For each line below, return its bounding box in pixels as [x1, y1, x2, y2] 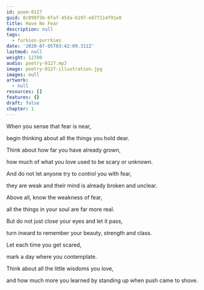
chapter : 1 [6, 105, 34, 112]
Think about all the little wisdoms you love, [6, 264, 114, 272]
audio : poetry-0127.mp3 [6, 60, 67, 66]
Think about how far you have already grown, [6, 146, 121, 154]
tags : [6, 32, 20, 38]
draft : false [6, 100, 40, 106]
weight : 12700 [6, 54, 43, 61]
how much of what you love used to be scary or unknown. [6, 158, 153, 165]
